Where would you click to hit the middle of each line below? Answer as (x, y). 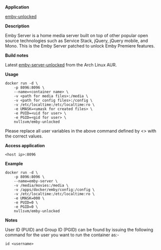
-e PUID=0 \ (26, 203)
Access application (25, 146)
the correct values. (24, 136)
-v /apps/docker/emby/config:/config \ (54, 190)
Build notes (17, 55)
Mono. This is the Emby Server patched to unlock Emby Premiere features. (80, 46)
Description (17, 26)
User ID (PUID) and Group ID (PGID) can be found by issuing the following (79, 230)
